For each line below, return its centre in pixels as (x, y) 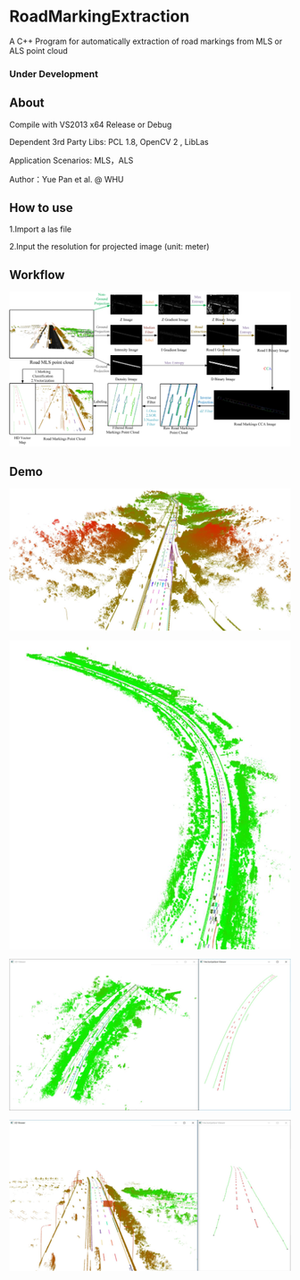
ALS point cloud (39, 50)
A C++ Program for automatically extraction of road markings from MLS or (146, 41)
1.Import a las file (41, 229)
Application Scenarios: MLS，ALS (71, 160)
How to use (41, 208)
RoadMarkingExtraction (100, 17)
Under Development (54, 73)
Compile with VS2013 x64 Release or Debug (91, 124)
